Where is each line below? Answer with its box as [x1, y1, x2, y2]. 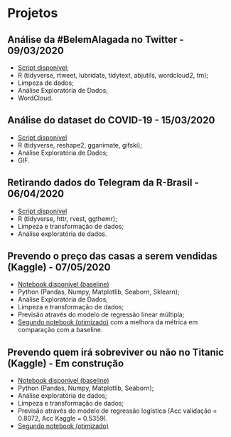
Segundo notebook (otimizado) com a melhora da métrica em [17, 318, 198, 327]
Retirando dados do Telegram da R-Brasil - [7, 177, 199, 189]
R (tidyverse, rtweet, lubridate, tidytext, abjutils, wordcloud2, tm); [17, 71, 209, 79]
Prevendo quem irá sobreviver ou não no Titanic [7, 346, 225, 358]
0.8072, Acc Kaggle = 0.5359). [17, 414, 108, 423]
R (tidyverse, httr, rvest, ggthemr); [17, 214, 117, 222]
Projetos [7, 5, 58, 21]
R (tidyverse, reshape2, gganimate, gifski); [17, 140, 142, 149]
